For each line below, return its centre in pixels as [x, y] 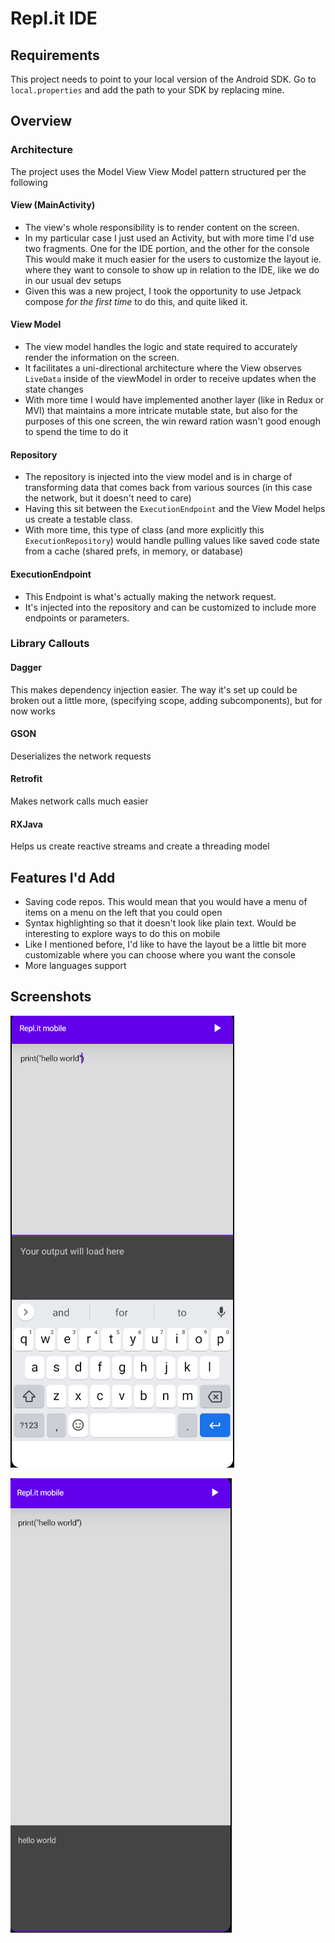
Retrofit [26, 779]
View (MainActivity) [53, 205]
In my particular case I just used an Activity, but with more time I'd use [169, 238]
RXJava [26, 824]
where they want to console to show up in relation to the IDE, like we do [172, 269]
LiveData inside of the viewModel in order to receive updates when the [170, 379]
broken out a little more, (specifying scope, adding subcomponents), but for [166, 700]
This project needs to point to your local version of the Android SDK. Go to [163, 79]
